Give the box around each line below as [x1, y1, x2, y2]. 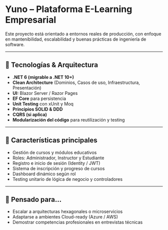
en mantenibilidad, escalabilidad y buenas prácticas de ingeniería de [5, 36, 146, 42]
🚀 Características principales [5, 136, 97, 145]
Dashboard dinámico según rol [12, 171, 76, 177]
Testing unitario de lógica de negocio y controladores [12, 176, 123, 182]
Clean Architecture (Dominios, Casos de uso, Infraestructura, [12, 79, 140, 85]
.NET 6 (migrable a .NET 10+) [12, 74, 74, 80]
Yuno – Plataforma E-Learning [5, 4, 132, 15]
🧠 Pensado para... [5, 195, 61, 204]
